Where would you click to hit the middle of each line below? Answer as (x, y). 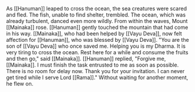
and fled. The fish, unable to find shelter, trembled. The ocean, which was (96, 15)
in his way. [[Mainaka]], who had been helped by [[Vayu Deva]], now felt (94, 34)
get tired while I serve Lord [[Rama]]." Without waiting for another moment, (97, 77)
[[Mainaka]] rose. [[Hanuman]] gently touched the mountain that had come (97, 27)
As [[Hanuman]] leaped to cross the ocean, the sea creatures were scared (97, 9)
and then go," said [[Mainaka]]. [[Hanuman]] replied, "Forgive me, (86, 59)
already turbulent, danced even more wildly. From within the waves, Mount (97, 21)
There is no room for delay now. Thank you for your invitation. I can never (95, 71)
